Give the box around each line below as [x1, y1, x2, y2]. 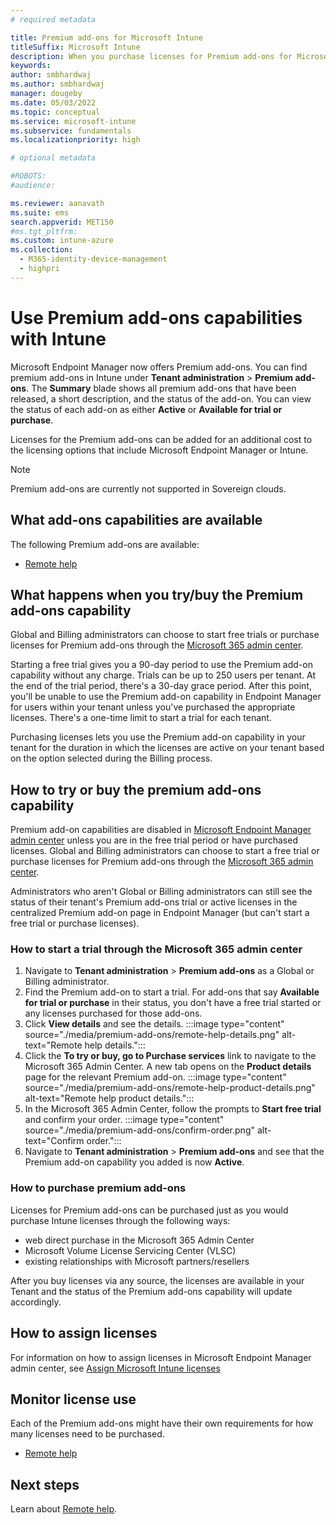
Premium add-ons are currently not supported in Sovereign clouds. [10, 482, 287, 495]
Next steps [10, 1476, 80, 1493]
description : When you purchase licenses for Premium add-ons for [10, 51, 293, 61]
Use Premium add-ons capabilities [10, 306, 303, 329]
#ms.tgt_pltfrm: [10, 226, 78, 236]
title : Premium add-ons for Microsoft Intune [10, 32, 203, 43]
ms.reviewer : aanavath [10, 198, 105, 208]
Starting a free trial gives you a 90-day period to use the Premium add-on [10, 659, 313, 671]
